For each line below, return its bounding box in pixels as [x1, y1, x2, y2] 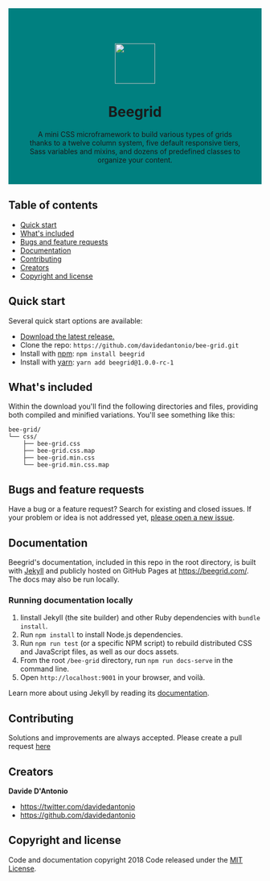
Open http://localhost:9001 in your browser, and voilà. [19, 673, 206, 682]
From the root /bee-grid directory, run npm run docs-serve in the [19, 656, 233, 665]
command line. [19, 664, 70, 674]
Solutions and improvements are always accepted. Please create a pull [8, 733, 243, 743]
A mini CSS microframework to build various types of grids [37, 129, 233, 139]
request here [8, 742, 51, 751]
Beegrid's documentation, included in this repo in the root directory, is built [8, 558, 256, 566]
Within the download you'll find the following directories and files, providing [8, 401, 259, 411]
